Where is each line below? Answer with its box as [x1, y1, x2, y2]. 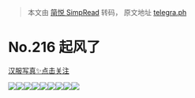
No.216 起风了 [8, 39, 101, 56]
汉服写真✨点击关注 [8, 66, 69, 75]
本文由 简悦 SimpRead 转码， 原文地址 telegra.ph [27, 8, 187, 17]
